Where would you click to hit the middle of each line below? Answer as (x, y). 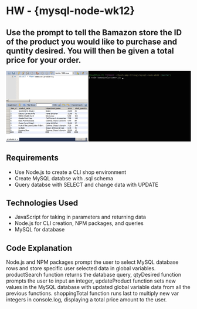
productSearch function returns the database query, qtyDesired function (94, 275)
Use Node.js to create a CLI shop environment (70, 172)
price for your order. (44, 60)
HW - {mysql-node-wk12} (70, 11)
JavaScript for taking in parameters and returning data (80, 217)
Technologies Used (42, 203)
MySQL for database (40, 230)
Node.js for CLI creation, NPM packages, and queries (79, 223)
